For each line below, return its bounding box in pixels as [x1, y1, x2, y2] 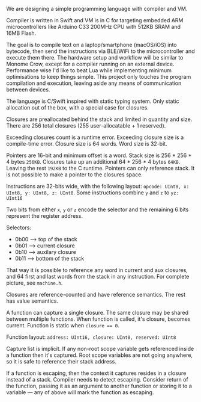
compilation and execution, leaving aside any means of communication [6, 79, 182, 87]
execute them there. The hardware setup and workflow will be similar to [6, 54, 184, 61]
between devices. [6, 86, 50, 93]
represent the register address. [6, 212, 83, 219]
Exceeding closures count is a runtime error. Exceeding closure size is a [6, 134, 184, 141]
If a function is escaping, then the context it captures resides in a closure [6, 370, 187, 377]
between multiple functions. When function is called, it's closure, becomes [6, 315, 191, 323]
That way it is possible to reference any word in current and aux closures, [6, 267, 188, 273]
